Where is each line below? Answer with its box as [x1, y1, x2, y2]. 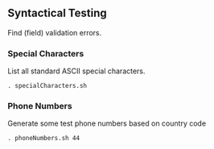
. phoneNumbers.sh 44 [7, 135, 80, 143]
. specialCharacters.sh [7, 82, 88, 90]
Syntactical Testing [7, 6, 107, 20]
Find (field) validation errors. [7, 27, 102, 37]
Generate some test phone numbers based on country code [7, 118, 207, 128]
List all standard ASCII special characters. [7, 66, 146, 76]
